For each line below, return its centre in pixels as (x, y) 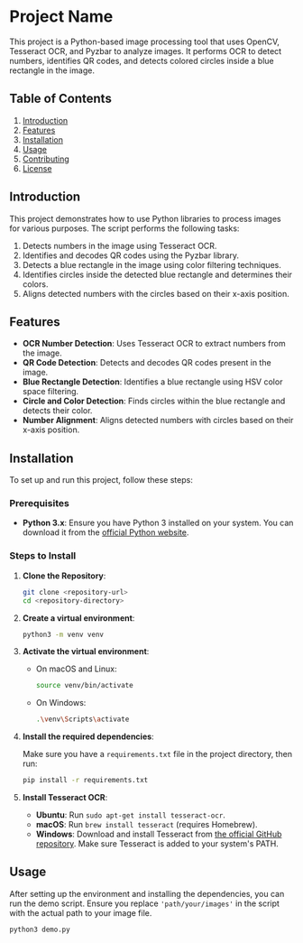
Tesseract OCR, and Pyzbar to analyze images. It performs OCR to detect (146, 51)
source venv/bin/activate (84, 686)
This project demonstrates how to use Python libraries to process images (145, 218)
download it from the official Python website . (106, 532)
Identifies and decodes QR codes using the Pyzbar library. (130, 255)
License (37, 168)
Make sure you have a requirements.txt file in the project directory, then (157, 754)
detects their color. (57, 411)
